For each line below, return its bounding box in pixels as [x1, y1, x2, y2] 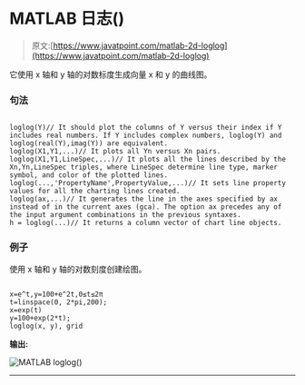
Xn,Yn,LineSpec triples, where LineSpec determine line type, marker [9, 163, 279, 173]
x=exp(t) [9, 305, 43, 314]
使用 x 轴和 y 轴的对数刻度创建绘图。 [9, 263, 147, 274]
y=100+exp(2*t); [9, 313, 71, 322]
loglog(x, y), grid [9, 321, 84, 331]
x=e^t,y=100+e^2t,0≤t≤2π [9, 290, 103, 299]
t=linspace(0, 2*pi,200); [9, 297, 107, 307]
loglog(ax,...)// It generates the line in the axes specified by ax [9, 194, 279, 204]
